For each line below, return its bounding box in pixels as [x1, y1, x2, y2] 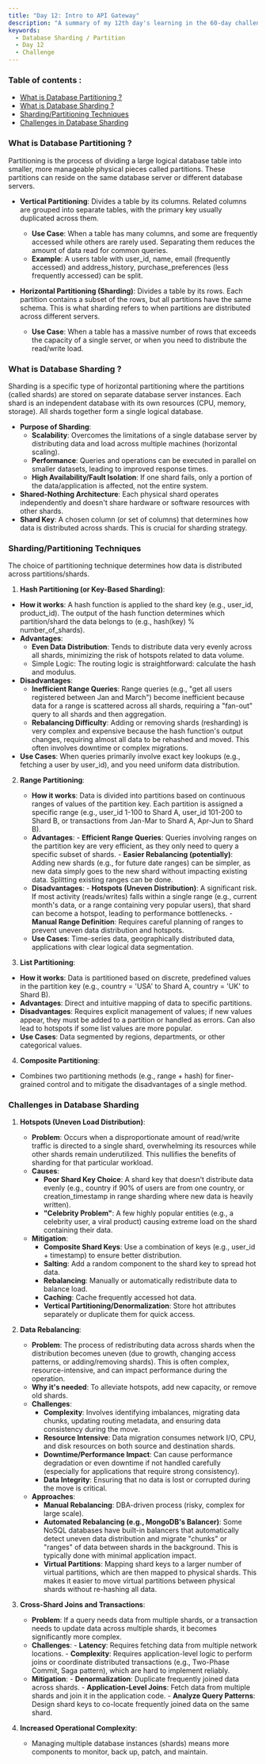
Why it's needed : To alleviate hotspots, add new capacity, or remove [31, 1383, 257, 1392]
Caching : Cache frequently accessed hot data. [43, 1293, 196, 1303]
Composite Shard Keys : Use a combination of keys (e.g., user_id [43, 1242, 256, 1252]
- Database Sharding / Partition [15, 33, 126, 42]
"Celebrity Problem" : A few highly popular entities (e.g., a [43, 1208, 234, 1218]
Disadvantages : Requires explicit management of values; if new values [19, 1007, 253, 1016]
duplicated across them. [19, 213, 99, 223]
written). [43, 1200, 71, 1210]
